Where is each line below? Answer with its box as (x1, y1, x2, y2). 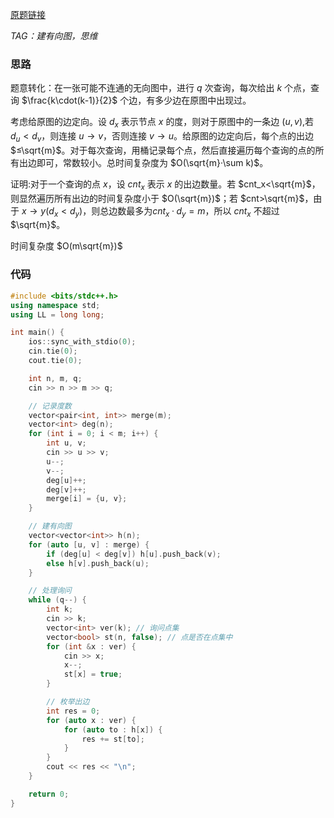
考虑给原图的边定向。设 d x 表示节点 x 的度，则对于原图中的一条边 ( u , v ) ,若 (10, 116, 315, 130)
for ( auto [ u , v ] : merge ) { (28, 539, 150, 550)
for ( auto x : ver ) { (46, 715, 137, 725)
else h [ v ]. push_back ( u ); (46, 558, 150, 568)
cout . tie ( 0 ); (28, 356, 83, 366)
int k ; (46, 604, 74, 615)
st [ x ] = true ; (63, 669, 123, 680)
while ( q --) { (28, 595, 87, 605)
